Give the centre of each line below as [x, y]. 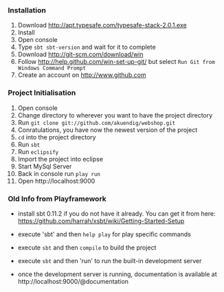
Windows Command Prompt [52, 68]
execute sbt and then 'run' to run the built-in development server [110, 260]
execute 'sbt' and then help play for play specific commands [104, 234]
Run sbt [29, 144]
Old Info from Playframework [57, 199]
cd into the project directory [57, 137]
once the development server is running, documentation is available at [117, 274]
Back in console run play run [59, 173]
